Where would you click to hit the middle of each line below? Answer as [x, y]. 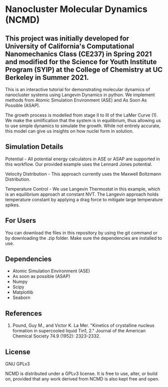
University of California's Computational [70, 46]
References [24, 313]
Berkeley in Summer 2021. [47, 77]
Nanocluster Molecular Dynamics [76, 9]
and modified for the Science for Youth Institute [81, 62]
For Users [21, 221]
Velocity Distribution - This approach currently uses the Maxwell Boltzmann [83, 174]
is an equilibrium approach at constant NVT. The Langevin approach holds [82, 194]
